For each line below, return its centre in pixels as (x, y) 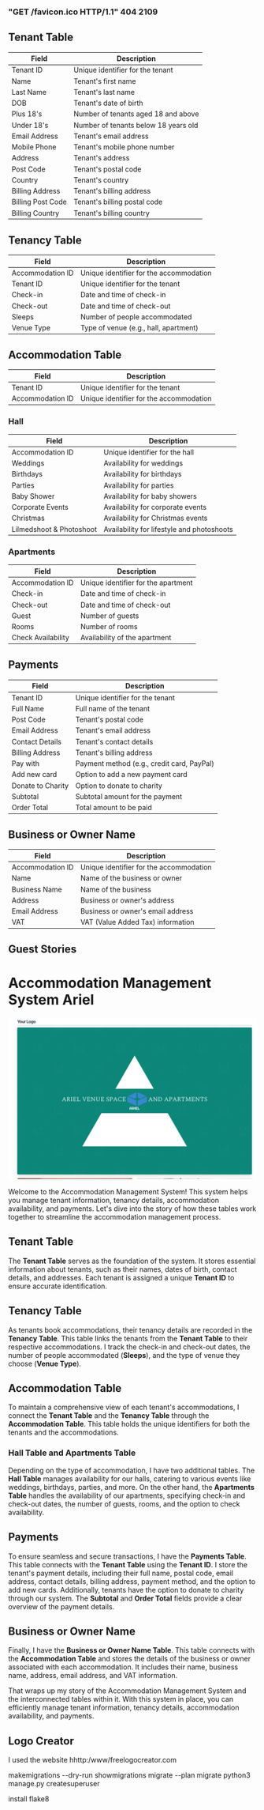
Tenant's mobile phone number (124, 147)
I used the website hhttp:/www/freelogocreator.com (93, 1760)
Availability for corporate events (155, 507)
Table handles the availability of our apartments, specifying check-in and (127, 1495)
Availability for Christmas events (156, 518)
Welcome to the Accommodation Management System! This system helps (128, 1191)
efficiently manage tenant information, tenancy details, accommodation (124, 1708)
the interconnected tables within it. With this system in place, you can (121, 1699)
